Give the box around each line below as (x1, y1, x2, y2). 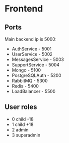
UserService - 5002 (11, 51, 53, 57)
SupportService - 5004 (11, 62, 60, 67)
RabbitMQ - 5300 (11, 78, 48, 83)
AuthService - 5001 (11, 46, 52, 51)
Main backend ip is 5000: (4, 36, 57, 42)
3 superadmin (11, 132, 41, 138)
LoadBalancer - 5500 (11, 88, 56, 94)
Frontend (4, 3, 43, 14)
